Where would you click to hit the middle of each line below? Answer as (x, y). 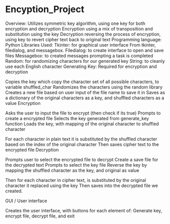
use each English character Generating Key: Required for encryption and (81, 66)
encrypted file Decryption (32, 150)
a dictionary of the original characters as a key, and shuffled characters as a (85, 98)
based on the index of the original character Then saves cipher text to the (82, 144)
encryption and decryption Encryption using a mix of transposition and (79, 28)
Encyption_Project (45, 9)
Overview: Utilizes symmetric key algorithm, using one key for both (75, 23)
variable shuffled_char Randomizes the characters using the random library (84, 87)
